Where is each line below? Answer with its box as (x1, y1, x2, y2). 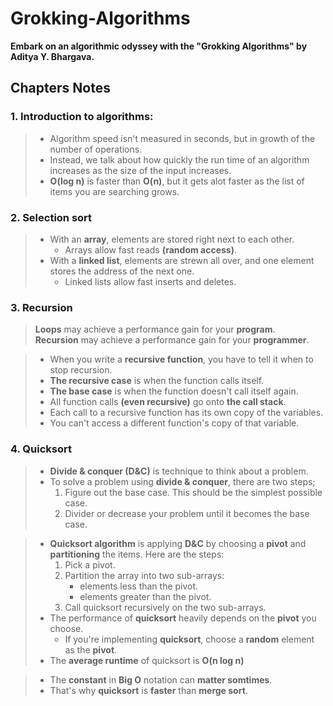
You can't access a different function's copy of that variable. (49, 417, 300, 429)
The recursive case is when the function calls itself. (49, 375, 265, 387)
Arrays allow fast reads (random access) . (64, 243, 238, 256)
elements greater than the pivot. (79, 590, 212, 602)
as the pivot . (64, 643, 118, 656)
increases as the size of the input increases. (49, 164, 232, 176)
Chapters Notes (10, 80, 111, 97)
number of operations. (49, 143, 143, 155)
